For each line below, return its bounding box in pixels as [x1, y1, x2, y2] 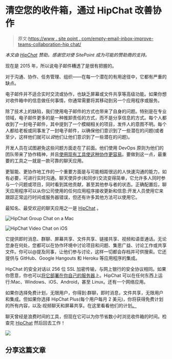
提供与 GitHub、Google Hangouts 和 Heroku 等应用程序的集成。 [5, 255, 140, 261]
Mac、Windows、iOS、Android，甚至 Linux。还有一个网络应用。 [11, 278, 148, 285]
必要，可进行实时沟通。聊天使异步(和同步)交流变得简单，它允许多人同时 [9, 175, 161, 181]
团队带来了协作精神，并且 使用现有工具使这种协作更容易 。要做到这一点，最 [5, 151, 162, 157]
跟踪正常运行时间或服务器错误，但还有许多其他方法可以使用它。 [5, 194, 140, 200]
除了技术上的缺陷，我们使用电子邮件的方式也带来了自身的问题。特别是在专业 [5, 108, 167, 114]
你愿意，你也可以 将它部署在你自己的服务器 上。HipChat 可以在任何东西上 [5, 272, 159, 278]
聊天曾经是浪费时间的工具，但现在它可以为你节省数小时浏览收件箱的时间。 [5, 313, 162, 320]
